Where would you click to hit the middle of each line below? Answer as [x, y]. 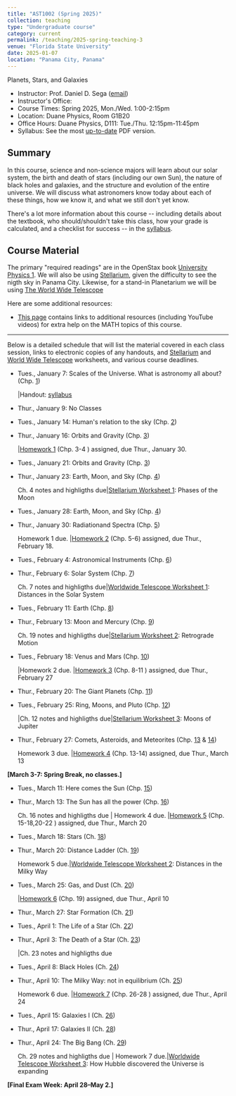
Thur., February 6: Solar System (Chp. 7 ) [76, 573]
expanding [33, 1071]
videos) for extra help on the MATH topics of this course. [100, 325]
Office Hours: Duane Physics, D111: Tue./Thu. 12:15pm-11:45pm [108, 123]
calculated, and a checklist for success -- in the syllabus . [90, 228]
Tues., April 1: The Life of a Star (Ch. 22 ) [76, 926]
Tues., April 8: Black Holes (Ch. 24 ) [68, 967]
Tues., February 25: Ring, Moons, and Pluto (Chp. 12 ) [94, 705]
